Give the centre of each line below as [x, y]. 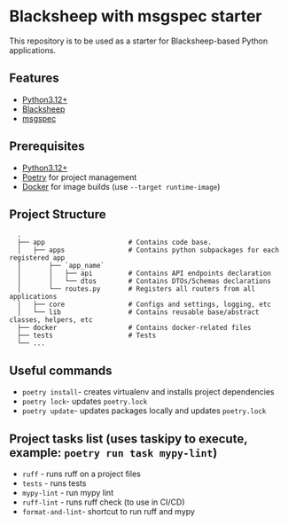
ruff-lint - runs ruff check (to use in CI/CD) [103, 502]
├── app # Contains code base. [115, 243]
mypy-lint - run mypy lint [67, 493]
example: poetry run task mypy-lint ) [113, 453]
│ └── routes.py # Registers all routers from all [136, 289]
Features [34, 78]
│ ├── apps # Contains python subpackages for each [148, 250]
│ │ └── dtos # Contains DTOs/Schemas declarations [144, 281]
